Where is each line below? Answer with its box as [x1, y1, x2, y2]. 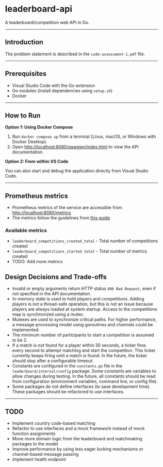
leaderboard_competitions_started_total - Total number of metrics [12, 249, 147, 254]
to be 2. [12, 337, 28, 343]
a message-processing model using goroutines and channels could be [12, 322, 153, 328]
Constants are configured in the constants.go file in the [12, 363, 123, 369]
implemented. [12, 327, 40, 333]
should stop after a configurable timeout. [12, 358, 94, 364]
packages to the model [12, 441, 58, 447]
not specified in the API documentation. [12, 291, 91, 297]
